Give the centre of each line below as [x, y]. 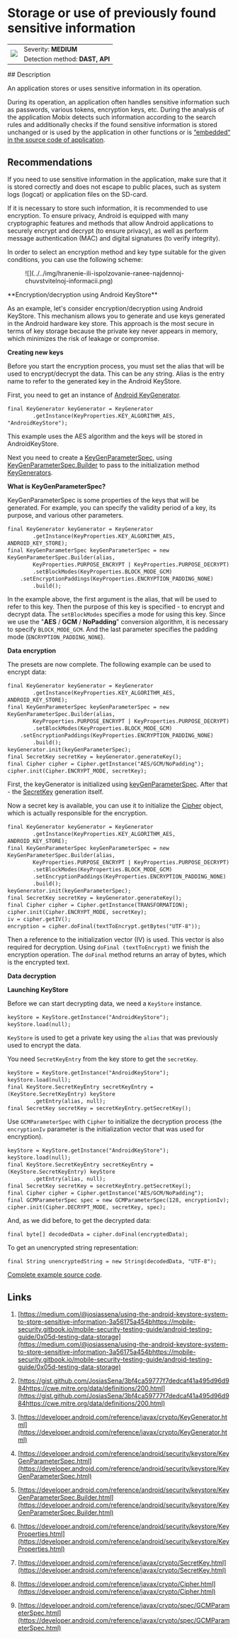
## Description [29, 75]
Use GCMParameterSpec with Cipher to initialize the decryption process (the [115, 1122]
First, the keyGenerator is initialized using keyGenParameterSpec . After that [118, 784]
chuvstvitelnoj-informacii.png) [69, 281]
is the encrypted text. [38, 962]
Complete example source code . [55, 1275]
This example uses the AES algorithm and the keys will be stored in [105, 436]
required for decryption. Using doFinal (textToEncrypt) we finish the [108, 947]
